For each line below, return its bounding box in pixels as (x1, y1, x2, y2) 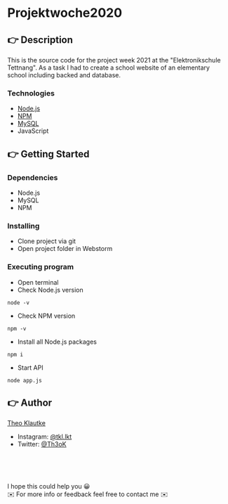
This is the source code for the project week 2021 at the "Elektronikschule (7, 56, 221, 64)
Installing (7, 221, 40, 231)
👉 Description (7, 34, 74, 46)
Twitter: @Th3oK (17, 440, 67, 448)
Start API (17, 363, 43, 372)
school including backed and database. (7, 71, 121, 79)
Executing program (7, 262, 74, 272)
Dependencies (7, 172, 58, 182)
